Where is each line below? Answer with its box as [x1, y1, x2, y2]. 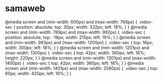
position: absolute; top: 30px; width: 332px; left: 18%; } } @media [16, 24, 147, 30]
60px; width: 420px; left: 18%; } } [5, 70, 72, 76]
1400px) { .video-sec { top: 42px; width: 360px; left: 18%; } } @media [5, 60, 144, 66]
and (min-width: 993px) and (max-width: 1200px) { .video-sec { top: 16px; [5, 39, 153, 45]
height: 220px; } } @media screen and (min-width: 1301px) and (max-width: [5, 55, 157, 61]
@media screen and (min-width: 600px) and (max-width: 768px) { [5, 19, 138, 25]
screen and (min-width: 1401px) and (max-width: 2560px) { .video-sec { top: [5, 65, 158, 71]
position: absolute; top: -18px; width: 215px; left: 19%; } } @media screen [5, 34, 151, 40]
